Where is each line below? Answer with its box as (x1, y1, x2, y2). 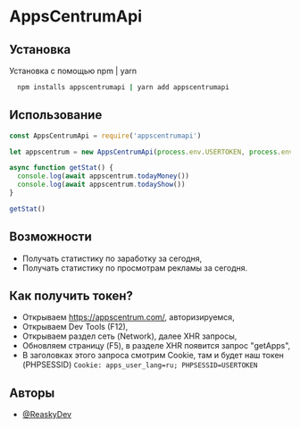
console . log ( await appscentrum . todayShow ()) (17, 180, 186, 189)
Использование (9, 107, 103, 122)
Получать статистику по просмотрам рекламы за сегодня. (21, 262, 248, 273)
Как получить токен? (9, 289, 134, 304)
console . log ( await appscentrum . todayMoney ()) (17, 172, 190, 180)
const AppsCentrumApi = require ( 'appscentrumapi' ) (9, 131, 202, 140)
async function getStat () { (9, 164, 114, 172)
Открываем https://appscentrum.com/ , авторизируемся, (21, 312, 235, 323)
